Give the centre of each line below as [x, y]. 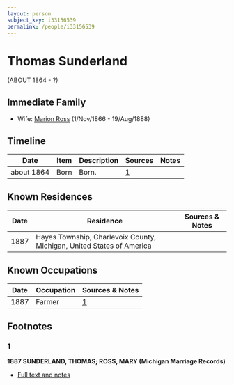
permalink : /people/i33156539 [51, 26]
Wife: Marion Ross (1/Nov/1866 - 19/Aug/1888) [84, 119]
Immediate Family [47, 102]
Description [99, 160]
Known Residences [50, 197]
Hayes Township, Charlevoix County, [96, 237]
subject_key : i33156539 [42, 20]
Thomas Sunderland [67, 61]
